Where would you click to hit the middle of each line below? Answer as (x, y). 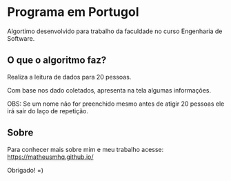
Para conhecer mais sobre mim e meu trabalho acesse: (86, 149)
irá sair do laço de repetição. (48, 111)
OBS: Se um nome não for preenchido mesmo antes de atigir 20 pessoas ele (116, 104)
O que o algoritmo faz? (57, 60)
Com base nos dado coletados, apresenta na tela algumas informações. (109, 90)
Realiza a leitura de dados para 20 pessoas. (69, 77)
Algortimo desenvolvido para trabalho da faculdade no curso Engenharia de (115, 31)
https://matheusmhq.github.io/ (51, 157)
